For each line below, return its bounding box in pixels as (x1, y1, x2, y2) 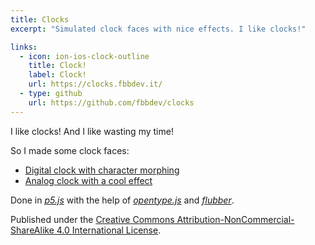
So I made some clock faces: (10, 144, 130, 156)
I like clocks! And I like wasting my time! (10, 125, 174, 137)
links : (10, 42, 38, 52)
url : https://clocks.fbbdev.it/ (28, 79, 163, 90)
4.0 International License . (56, 224, 162, 236)
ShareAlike (10, 224, 55, 236)
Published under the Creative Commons (10, 213, 175, 225)
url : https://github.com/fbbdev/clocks (28, 97, 195, 108)
